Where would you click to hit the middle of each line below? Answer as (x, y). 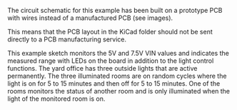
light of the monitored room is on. (56, 99)
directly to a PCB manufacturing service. (67, 39)
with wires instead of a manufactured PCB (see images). (90, 18)
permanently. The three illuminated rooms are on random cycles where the (117, 76)
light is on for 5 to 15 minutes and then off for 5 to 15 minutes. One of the (114, 84)
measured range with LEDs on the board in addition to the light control (111, 61)
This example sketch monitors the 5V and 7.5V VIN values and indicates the (118, 53)
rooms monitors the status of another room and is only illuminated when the (119, 91)
